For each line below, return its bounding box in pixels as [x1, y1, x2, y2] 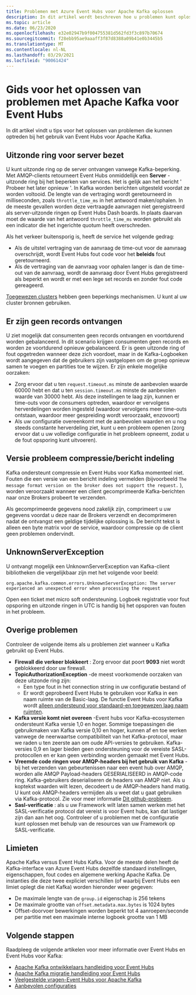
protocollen [14, 751, 43, 758]
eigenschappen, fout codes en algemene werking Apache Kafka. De [6, 871, 170, 878]
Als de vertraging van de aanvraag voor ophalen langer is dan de [14, 263, 171, 270]
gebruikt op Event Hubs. [6, 647, 65, 654]
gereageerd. [14, 282, 45, 289]
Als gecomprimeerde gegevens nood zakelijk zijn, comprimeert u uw [6, 505, 171, 512]
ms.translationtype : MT [6, 42, 64, 47]
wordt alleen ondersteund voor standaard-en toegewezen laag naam [23, 702, 188, 709]
